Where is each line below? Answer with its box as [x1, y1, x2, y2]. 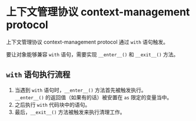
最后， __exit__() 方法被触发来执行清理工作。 [14, 108, 125, 115]
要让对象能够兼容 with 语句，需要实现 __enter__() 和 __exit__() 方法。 [6, 51, 179, 58]
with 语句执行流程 [6, 70, 71, 80]
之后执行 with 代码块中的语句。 [14, 101, 91, 108]
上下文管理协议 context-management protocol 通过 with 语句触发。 [6, 38, 169, 45]
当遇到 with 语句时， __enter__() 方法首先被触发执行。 [14, 86, 147, 93]
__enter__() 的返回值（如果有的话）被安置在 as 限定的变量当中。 [14, 93, 172, 100]
